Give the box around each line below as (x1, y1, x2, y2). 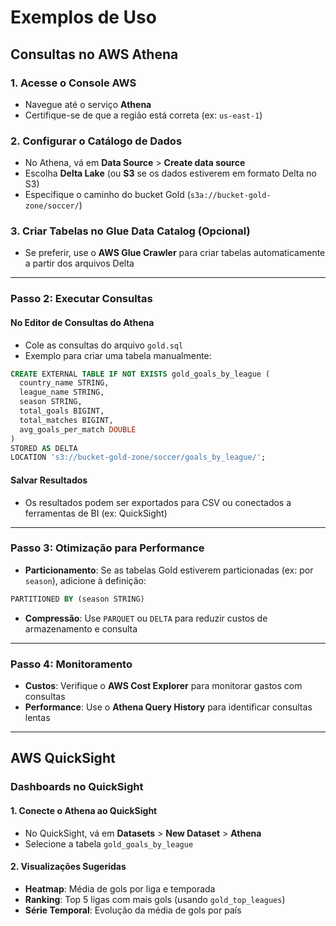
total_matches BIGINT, (19, 415, 114, 425)
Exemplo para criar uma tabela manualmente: (24, 349, 212, 361)
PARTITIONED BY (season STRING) (10, 594, 145, 604)
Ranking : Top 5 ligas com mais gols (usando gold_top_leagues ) (24, 893, 286, 905)
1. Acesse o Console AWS (10, 76, 137, 90)
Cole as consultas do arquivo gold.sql (24, 339, 184, 351)
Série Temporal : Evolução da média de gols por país (24, 904, 242, 916)
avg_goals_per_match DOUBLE (19, 424, 137, 435)
